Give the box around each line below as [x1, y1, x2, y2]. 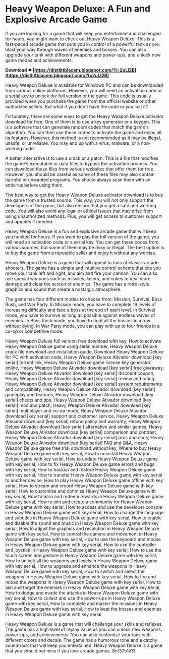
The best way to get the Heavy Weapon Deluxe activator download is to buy [5, 192, 163, 198]
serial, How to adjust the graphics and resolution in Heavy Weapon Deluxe [5, 525, 159, 531]
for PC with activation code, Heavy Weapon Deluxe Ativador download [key [5, 354, 162, 360]
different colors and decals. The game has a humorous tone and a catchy [5, 637, 158, 643]
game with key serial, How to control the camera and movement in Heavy [5, 530, 157, 537]
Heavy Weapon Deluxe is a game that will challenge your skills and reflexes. [5, 621, 163, 627]
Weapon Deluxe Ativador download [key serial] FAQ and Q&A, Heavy [5, 440, 148, 446]
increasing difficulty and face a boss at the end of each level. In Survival [5, 307, 155, 313]
